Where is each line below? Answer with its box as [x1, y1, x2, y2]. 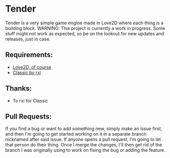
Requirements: [5, 51, 53, 59]
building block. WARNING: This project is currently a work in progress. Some [5, 25, 165, 31]
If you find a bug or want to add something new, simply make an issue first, [5, 126, 162, 132]
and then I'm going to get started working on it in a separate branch [5, 131, 147, 137]
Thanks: [5, 84, 32, 93]
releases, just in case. [5, 36, 51, 42]
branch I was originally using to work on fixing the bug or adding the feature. [5, 147, 165, 153]
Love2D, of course [12, 64, 52, 70]
